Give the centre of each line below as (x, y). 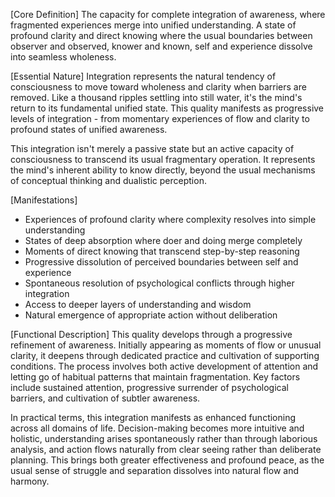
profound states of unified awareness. (89, 129)
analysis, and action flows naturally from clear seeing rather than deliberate (166, 449)
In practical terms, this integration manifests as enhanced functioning (153, 417)
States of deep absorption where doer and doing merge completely (163, 240)
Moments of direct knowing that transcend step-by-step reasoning (162, 251)
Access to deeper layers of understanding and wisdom (138, 304)
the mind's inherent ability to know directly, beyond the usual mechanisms (163, 170)
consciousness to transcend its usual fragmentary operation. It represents (163, 159)
